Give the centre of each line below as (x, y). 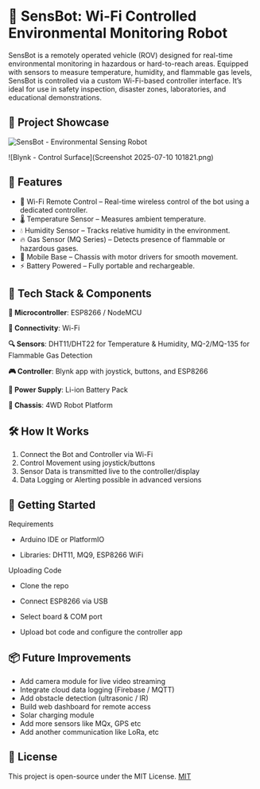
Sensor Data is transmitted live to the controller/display (110, 471)
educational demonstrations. (55, 97)
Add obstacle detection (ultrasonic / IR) (84, 698)
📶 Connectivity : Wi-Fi (44, 328)
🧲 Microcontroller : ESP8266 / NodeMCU (75, 313)
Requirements (31, 524)
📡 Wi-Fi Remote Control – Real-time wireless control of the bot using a (134, 201)
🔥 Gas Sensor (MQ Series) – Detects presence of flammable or (122, 239)
